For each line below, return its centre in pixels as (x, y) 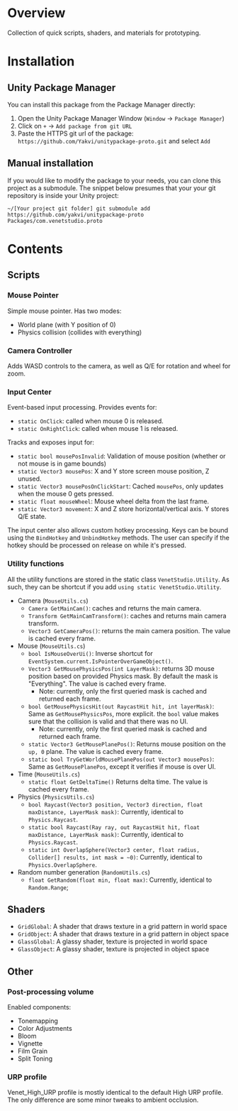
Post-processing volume (51, 992)
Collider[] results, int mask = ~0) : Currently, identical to (115, 857)
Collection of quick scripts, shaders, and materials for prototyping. (104, 33)
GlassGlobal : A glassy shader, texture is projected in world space (112, 941)
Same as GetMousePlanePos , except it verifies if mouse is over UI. (122, 766)
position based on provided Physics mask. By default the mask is (123, 676)
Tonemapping (38, 1021)
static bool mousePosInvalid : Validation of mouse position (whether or (121, 456)
